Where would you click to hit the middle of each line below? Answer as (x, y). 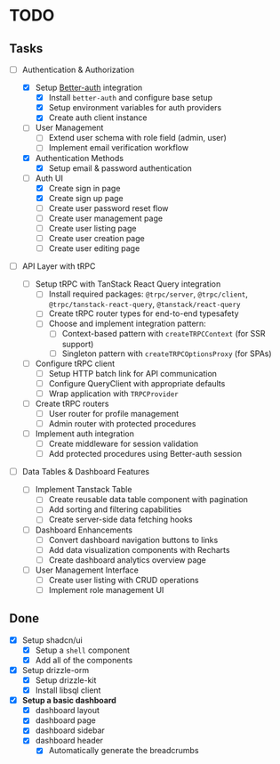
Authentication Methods (80, 158)
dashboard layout (68, 711)
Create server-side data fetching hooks (120, 520)
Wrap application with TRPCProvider (114, 394)
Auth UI (49, 178)
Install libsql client (68, 690)
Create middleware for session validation (124, 444)
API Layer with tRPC (59, 266)
